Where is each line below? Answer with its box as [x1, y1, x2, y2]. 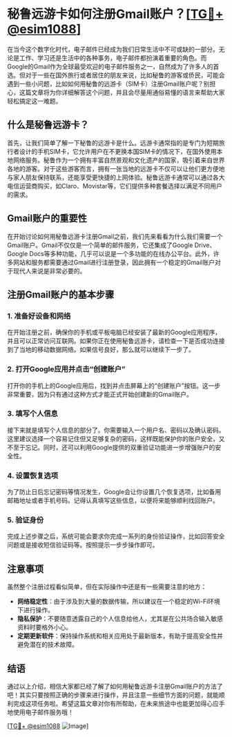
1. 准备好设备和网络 [7, 311, 71, 321]
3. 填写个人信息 [7, 409, 59, 418]
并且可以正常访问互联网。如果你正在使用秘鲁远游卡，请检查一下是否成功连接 [7, 337, 225, 345]
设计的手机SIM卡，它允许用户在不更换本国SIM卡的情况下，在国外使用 [19, 147, 217, 155]
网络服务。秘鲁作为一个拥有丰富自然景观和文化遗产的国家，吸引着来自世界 [12, 156, 225, 164]
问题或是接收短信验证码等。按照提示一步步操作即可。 [7, 541, 159, 549]
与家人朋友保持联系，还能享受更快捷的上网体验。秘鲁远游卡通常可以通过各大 [7, 173, 225, 181]
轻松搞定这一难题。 [7, 97, 62, 105]
